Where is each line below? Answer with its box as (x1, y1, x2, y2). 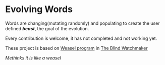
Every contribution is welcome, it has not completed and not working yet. (5, 35, 157, 41)
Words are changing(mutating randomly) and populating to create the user (5, 20, 160, 26)
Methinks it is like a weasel (5, 54, 62, 61)
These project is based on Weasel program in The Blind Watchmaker (5, 45, 148, 51)
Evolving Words (5, 4, 73, 15)
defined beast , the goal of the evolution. (5, 25, 89, 31)
